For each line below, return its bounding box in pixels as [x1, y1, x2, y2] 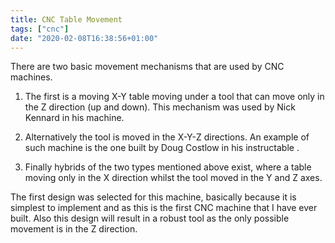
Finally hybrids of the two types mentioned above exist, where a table [24, 161, 312, 173]
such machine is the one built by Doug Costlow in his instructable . [24, 142, 300, 154]
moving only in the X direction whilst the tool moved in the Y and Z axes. [24, 172, 323, 184]
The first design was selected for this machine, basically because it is [10, 191, 297, 203]
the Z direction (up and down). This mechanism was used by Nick [24, 101, 296, 113]
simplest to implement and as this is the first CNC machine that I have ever [10, 202, 318, 214]
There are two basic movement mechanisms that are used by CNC [10, 61, 285, 73]
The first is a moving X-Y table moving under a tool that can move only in [24, 91, 325, 103]
